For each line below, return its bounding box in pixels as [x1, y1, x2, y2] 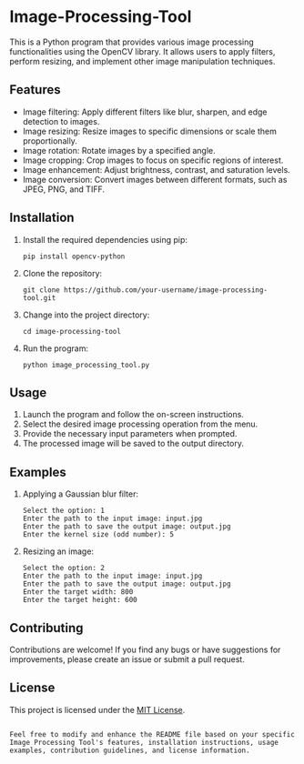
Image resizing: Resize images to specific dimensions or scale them [22, 126, 278, 136]
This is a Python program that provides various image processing [9, 36, 255, 47]
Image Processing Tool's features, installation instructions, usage [9, 738, 279, 747]
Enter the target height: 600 [22, 596, 138, 605]
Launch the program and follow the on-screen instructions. [22, 409, 244, 420]
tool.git [22, 293, 56, 302]
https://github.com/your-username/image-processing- [63, 285, 269, 295]
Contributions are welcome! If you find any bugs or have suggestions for [9, 644, 281, 655]
